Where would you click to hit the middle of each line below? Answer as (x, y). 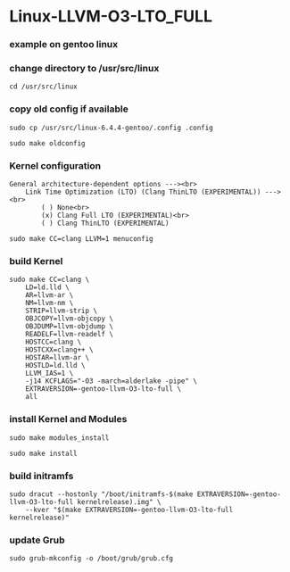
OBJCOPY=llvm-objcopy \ (70, 319)
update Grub (37, 540)
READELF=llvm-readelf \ (70, 335)
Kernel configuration (55, 165)
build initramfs (41, 476)
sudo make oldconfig (48, 143)
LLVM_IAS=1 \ (50, 373)
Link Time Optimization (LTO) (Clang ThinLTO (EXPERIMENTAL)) (143, 192)
